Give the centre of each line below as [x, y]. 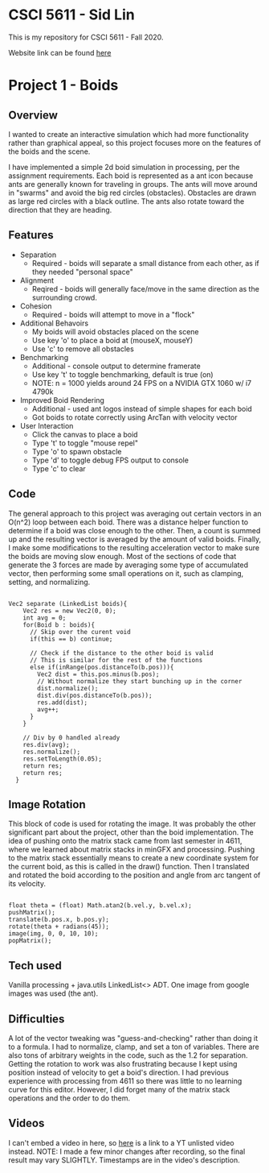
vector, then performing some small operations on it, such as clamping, [126, 573]
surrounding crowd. [65, 297]
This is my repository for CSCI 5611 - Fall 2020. [86, 37]
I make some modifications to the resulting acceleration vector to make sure [134, 547]
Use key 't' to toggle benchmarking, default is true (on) [123, 374]
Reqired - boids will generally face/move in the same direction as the [145, 288]
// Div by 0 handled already [71, 738]
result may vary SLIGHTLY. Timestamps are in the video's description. [124, 1160]
